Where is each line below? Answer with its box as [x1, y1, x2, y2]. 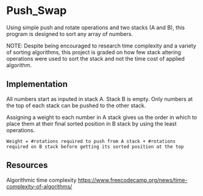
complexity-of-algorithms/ [6, 183, 73, 190]
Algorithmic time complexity [6, 176, 77, 183]
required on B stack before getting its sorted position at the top [6, 144, 184, 150]
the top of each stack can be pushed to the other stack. [6, 102, 146, 109]
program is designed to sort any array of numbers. [6, 30, 133, 37]
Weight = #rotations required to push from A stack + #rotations [6, 138, 176, 144]
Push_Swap [6, 4, 67, 18]
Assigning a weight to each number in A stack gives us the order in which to [6, 113, 198, 121]
